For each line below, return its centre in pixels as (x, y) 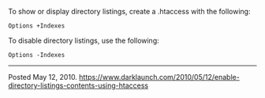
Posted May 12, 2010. (43, 77)
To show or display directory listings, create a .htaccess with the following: (129, 11)
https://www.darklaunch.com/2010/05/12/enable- (159, 77)
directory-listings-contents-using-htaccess (78, 85)
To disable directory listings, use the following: (84, 40)
